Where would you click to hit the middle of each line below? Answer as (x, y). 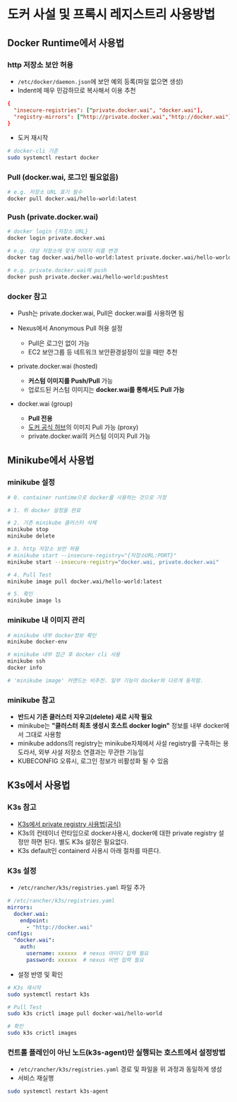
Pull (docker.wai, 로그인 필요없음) (63, 178)
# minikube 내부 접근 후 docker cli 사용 (64, 655)
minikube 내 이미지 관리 (46, 620)
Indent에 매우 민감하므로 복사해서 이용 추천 (77, 90)
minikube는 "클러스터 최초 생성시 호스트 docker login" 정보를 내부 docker (121, 726)
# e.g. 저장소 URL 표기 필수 (45, 192)
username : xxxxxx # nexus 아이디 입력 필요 (87, 953)
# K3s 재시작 (24, 987)
